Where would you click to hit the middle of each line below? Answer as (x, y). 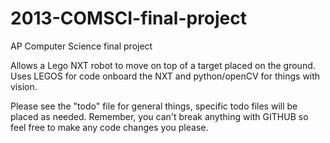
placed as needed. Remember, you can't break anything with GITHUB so (159, 116)
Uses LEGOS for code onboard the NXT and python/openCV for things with (165, 76)
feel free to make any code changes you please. (109, 127)
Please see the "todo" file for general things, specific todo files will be (154, 106)
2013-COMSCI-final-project (129, 18)
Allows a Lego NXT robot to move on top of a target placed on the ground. (163, 65)
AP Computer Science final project (81, 46)
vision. (24, 86)
